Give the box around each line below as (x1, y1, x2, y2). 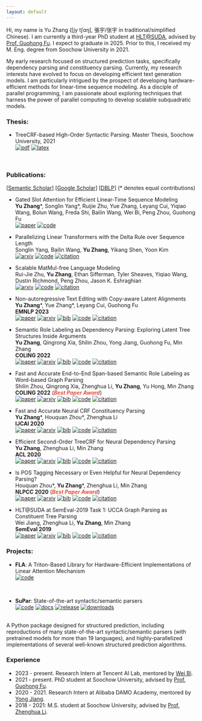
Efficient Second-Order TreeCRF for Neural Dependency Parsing (14, 438, 176, 445)
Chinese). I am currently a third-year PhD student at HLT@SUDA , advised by (6, 33, 196, 40)
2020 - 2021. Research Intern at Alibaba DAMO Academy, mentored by (14, 688, 192, 696)
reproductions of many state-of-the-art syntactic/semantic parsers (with (6, 628, 187, 635)
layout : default (6, 8, 47, 15)
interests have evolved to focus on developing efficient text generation (6, 70, 182, 77)
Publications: (6, 170, 46, 179)
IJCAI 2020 (14, 420, 45, 427)
